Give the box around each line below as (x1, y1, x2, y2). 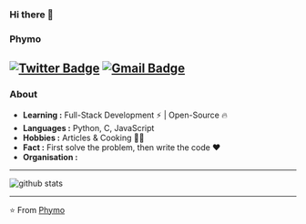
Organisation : (22, 151, 78, 162)
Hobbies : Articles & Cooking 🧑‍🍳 (22, 132, 145, 143)
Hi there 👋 (9, 8, 55, 21)
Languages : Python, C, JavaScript (22, 122, 155, 133)
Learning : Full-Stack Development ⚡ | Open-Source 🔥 (22, 109, 228, 120)
